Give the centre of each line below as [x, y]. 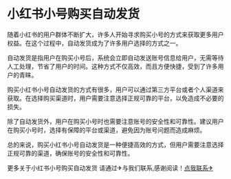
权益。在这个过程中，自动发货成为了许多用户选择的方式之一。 [95, 43]
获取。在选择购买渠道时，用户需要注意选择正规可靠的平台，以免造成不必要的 [115, 98]
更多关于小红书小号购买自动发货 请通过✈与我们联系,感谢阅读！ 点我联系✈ [110, 168]
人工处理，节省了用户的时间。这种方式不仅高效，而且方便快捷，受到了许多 [112, 66]
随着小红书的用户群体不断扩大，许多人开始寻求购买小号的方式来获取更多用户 [115, 34]
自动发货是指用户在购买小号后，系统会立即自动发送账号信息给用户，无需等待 [115, 57]
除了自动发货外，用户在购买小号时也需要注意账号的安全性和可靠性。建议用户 [115, 121]
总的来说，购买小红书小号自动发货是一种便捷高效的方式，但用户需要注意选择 [115, 145]
